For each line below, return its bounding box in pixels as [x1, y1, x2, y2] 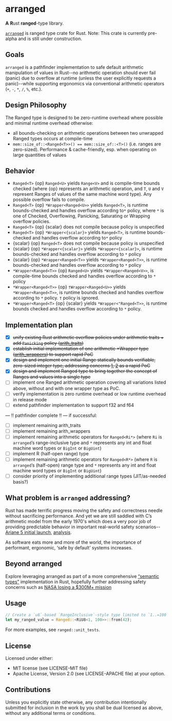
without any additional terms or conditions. [5, 710, 96, 716]
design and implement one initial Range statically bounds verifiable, [12, 357, 156, 363]
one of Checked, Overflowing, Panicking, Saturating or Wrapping [12, 213, 150, 219]
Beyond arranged [5, 560, 62, 568]
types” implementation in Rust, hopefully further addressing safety [5, 579, 146, 585]
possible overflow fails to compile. [12, 196, 86, 203]
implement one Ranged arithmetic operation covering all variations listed [12, 379, 166, 385]
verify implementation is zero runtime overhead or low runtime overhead [12, 391, 166, 397]
